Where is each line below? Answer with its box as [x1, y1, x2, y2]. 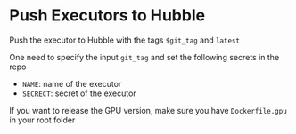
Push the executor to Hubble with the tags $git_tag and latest [9, 35, 241, 45]
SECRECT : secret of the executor [21, 88, 136, 99]
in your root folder [9, 114, 76, 125]
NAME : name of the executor [21, 78, 122, 89]
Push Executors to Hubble [9, 5, 206, 26]
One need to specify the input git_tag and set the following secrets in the [9, 51, 280, 62]
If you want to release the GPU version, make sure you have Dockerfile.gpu [9, 105, 287, 115]
